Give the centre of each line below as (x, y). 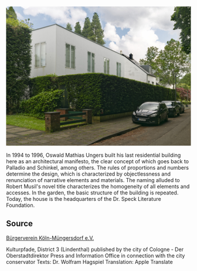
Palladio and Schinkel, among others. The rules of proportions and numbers (98, 168)
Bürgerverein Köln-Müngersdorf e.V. (50, 238)
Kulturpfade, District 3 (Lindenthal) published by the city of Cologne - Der (95, 249)
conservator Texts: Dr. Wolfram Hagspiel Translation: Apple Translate (89, 262)
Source (20, 224)
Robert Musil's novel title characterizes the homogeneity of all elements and (98, 186)
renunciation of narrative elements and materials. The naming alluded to (93, 180)
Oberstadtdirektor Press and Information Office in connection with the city (96, 255)
